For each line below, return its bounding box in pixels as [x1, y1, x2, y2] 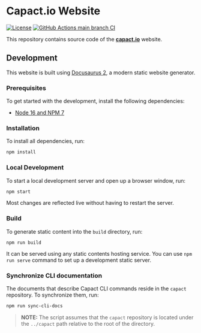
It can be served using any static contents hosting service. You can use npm [6, 250, 193, 257]
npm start [6, 189, 31, 195]
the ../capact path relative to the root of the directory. [20, 320, 155, 327]
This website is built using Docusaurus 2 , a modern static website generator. [6, 69, 196, 76]
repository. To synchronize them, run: [6, 291, 99, 298]
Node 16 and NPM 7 [14, 109, 65, 116]
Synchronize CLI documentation [6, 271, 103, 280]
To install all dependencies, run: [6, 138, 85, 145]
